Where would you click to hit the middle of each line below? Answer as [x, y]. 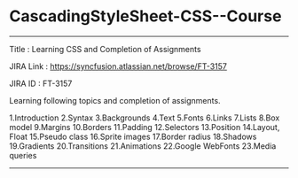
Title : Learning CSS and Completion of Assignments [105, 49]
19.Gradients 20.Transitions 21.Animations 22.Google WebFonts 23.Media [143, 146]
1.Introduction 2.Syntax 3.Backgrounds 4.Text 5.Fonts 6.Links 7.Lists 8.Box [145, 118]
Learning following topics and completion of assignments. [115, 100]
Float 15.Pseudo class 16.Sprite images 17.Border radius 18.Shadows [133, 136]
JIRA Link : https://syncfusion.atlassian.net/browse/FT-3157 [118, 66]
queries [23, 155]
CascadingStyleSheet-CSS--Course [145, 16]
